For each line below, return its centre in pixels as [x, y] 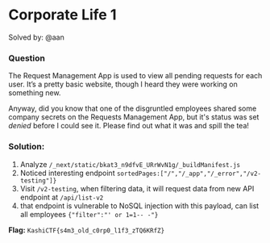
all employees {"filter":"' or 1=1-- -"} [89, 214]
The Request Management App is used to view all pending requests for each [135, 76]
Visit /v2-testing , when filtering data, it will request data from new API [137, 188]
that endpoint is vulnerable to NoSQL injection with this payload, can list [139, 205]
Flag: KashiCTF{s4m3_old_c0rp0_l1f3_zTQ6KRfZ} [87, 230]
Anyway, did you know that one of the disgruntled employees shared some [133, 109]
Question [27, 58]
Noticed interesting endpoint [67, 173]
